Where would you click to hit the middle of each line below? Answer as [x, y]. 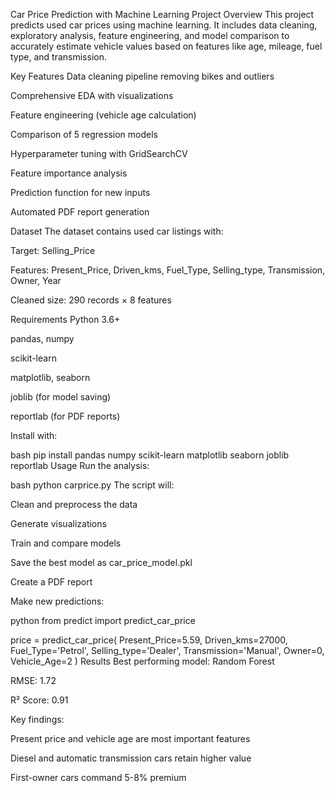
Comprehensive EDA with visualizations [92, 95]
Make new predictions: [57, 601]
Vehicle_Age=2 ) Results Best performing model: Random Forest [142, 661]
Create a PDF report [51, 582]
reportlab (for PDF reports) [65, 416]
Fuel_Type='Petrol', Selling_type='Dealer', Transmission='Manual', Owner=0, [167, 650]
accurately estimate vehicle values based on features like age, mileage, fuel [166, 46]
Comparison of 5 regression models [84, 134]
